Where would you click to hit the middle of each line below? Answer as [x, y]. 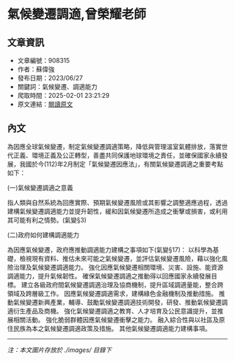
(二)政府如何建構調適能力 [43, 234]
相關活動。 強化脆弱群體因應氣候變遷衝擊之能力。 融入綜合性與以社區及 [116, 320]
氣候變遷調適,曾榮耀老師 [77, 14]
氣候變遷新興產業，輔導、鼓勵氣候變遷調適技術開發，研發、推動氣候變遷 [117, 302]
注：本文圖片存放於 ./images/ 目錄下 [59, 350]
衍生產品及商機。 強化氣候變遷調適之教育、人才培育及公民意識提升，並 [115, 311]
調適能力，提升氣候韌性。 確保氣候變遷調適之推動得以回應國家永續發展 [109, 276]
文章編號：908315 [43, 61]
